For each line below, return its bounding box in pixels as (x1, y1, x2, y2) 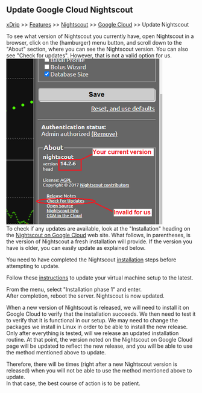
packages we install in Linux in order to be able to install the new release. (6, 323, 188, 330)
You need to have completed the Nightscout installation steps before (6, 256, 177, 263)
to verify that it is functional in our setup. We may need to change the (6, 316, 178, 324)
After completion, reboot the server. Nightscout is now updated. (6, 292, 165, 299)
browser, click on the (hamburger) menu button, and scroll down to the (6, 39, 182, 46)
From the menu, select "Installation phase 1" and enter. (6, 286, 142, 293)
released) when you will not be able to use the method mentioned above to (6, 366, 192, 374)
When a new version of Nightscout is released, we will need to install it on (6, 304, 189, 311)
